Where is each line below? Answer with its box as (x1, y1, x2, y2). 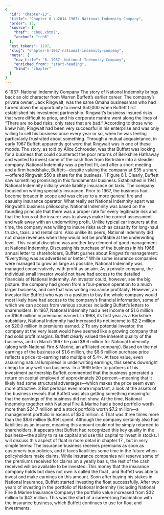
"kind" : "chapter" (14, 67, 51, 71)
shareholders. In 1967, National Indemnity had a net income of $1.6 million (5, 307, 153, 313)
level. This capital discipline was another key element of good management (5, 239, 157, 245)
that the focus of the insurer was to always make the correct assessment (5, 213, 152, 219)
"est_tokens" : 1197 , (9, 44, 51, 48)
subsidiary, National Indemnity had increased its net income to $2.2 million (5, 318, 156, 324)
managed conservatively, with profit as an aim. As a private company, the (5, 265, 153, 272)
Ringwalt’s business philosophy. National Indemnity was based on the (5, 203, 145, 209)
